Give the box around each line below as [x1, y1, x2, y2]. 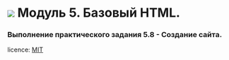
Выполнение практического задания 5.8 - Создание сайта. [7, 30, 223, 40]
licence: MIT [7, 45, 44, 54]
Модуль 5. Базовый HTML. [17, 5, 180, 21]
